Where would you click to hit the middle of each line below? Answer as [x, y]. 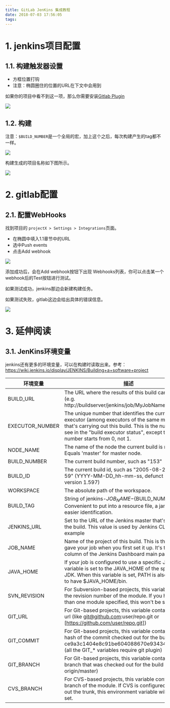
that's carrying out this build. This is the [111, 426]
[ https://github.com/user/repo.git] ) [105, 623]
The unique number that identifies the [109, 414]
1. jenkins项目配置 [43, 46]
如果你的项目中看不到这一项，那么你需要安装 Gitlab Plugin [65, 96]
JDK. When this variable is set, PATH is [110, 575]
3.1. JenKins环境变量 [38, 351]
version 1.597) [82, 482]
